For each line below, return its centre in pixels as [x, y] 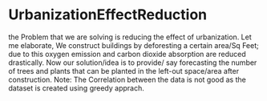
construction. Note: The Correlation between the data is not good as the [127, 79]
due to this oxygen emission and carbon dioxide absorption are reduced [127, 54]
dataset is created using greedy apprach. [76, 88]
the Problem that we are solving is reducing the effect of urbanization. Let [130, 37]
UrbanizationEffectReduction [108, 15]
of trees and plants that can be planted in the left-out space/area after [123, 71]
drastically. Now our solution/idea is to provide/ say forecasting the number [133, 63]
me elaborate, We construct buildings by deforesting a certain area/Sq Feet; [133, 45]
